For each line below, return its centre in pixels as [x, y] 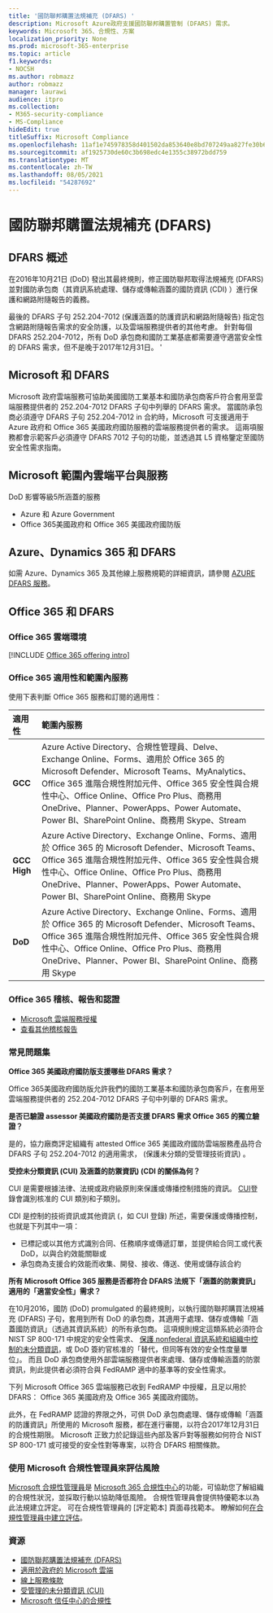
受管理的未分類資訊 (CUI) [62, 1591]
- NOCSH [22, 69]
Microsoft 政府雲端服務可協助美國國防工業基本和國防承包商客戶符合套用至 [132, 397]
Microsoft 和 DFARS [59, 375]
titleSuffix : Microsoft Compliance [69, 137]
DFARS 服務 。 [32, 584]
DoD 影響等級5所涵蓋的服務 [54, 497]
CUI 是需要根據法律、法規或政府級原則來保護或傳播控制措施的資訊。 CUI [130, 1188]
